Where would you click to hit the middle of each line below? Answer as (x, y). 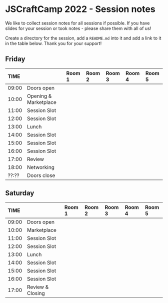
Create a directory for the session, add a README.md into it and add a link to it (83, 38)
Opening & (39, 96)
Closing (36, 293)
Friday (15, 59)
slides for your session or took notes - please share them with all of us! (78, 28)
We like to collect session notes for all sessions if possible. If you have (77, 23)
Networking (41, 167)
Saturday (20, 193)
